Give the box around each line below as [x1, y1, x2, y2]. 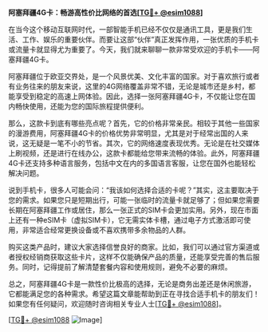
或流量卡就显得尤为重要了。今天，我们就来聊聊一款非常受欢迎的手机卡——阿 [8, 45, 260, 54]
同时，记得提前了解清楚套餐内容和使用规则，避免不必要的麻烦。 [22, 263, 232, 271]
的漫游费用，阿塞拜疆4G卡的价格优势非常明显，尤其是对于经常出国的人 [8, 128, 242, 138]
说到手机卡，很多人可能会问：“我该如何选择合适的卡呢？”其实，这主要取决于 [8, 185, 259, 195]
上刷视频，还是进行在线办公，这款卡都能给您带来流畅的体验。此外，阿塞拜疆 [8, 148, 260, 158]
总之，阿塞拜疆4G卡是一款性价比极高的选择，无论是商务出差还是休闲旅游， [8, 279, 256, 288]
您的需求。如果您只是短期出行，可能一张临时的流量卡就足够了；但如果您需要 [8, 196, 260, 204]
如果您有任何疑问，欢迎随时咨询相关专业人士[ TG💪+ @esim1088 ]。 [8, 299, 226, 308]
